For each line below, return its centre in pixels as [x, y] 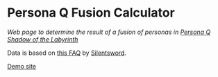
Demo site [22, 66]
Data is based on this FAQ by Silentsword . [67, 53]
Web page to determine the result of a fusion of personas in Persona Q [109, 32]
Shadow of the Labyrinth [43, 39]
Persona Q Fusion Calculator [91, 13]
